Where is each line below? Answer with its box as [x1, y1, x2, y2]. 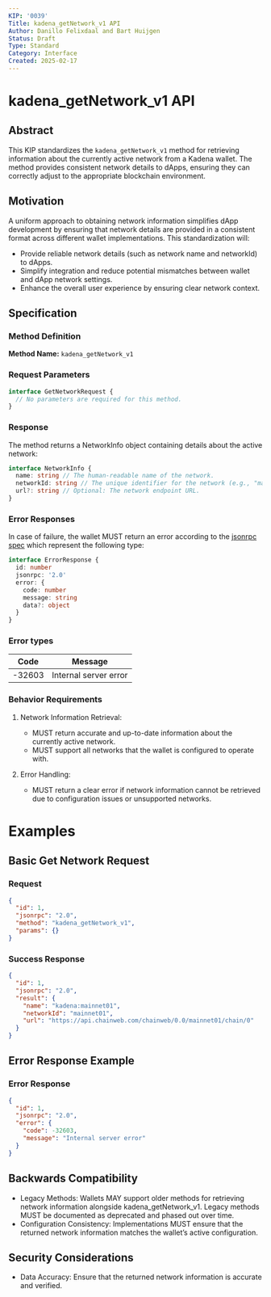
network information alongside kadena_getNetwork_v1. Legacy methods [19, 1202, 260, 1211]
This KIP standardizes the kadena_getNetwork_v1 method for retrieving [8, 145, 240, 154]
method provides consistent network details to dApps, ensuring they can [8, 162, 250, 172]
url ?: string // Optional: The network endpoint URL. [15, 486, 200, 495]
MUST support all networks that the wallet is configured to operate [31, 745, 254, 755]
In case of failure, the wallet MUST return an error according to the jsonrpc [8, 532, 257, 541]
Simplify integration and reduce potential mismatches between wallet [19, 266, 250, 276]
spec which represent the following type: [8, 541, 144, 550]
